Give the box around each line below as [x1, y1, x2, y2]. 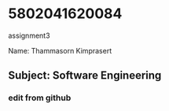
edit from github [8, 92, 72, 103]
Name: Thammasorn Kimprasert [8, 46, 112, 55]
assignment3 [8, 31, 50, 40]
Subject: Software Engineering [8, 68, 162, 83]
